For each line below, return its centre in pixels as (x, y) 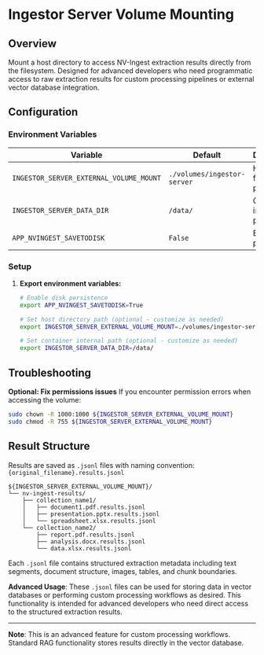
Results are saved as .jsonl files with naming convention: (101, 465)
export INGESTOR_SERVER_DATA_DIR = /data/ (86, 348)
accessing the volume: (45, 400)
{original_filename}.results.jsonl (66, 473)
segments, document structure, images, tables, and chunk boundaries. (123, 571)
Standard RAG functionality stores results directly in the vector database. (126, 642)
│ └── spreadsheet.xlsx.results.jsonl (89, 521)
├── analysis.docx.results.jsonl (91, 541)
